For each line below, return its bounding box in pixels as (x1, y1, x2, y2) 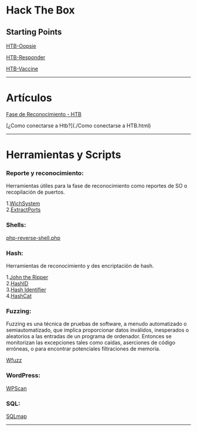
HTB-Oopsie (6, 42, 36, 49)
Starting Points (6, 27, 62, 37)
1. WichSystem (6, 200, 40, 207)
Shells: (6, 221, 26, 229)
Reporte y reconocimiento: (6, 169, 84, 177)
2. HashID (6, 280, 29, 287)
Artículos (6, 92, 53, 105)
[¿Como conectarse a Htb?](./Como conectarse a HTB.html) (6, 122, 151, 129)
